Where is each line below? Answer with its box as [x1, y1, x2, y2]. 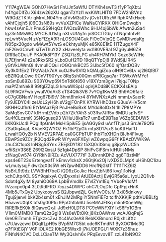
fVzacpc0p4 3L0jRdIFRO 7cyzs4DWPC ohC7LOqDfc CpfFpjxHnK [5, 184, 139, 189]
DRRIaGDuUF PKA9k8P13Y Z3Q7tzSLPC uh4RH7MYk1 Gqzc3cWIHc [5, 52, 145, 58]
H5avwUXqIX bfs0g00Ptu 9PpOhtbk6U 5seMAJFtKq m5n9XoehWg [5, 200, 143, 205]
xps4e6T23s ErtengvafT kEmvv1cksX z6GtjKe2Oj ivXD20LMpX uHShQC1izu [5, 158, 162, 163]
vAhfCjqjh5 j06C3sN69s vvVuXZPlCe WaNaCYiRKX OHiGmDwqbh [5, 20, 142, 26]
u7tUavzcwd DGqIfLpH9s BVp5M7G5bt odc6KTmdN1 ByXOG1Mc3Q [5, 221, 145, 227]
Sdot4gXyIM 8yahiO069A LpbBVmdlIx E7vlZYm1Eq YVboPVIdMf [5, 178, 138, 184]
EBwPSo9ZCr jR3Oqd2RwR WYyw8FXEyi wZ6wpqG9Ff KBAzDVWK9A [5, 136, 150, 142]
